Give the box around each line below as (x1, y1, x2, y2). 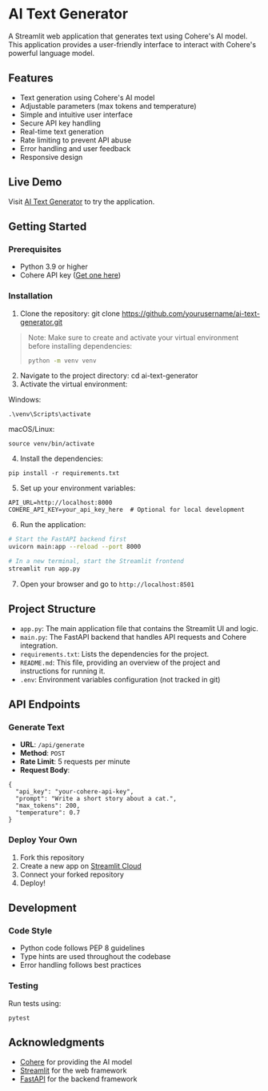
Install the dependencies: (19, 454, 104, 464)
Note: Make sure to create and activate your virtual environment (27, 333, 239, 342)
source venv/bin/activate (8, 440, 94, 448)
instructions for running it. (19, 665, 106, 676)
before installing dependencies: (27, 341, 133, 350)
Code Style (8, 925, 53, 937)
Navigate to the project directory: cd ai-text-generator (19, 371, 198, 381)
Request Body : (19, 765, 70, 775)
